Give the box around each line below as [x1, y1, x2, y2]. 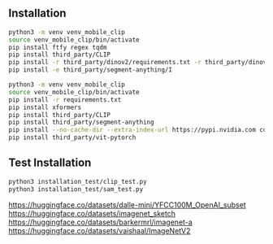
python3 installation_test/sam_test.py [8, 185, 144, 194]
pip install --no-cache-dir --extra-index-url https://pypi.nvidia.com [8, 126, 256, 134]
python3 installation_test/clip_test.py [8, 177, 148, 185]
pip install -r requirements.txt [8, 95, 122, 104]
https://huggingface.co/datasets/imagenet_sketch [8, 208, 176, 218]
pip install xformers [8, 103, 82, 111]
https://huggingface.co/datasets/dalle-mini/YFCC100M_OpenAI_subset [8, 199, 246, 210]
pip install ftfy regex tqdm [8, 43, 107, 51]
